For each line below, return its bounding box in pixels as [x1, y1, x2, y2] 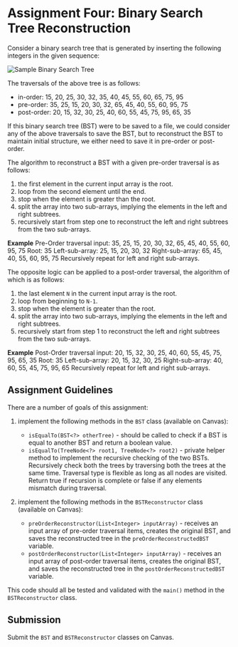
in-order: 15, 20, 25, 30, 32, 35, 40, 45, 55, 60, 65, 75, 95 [17, 93, 184, 101]
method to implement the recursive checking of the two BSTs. [28, 453, 210, 462]
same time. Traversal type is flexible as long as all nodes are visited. [28, 468, 227, 477]
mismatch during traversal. [28, 483, 107, 492]
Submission [7, 614, 62, 626]
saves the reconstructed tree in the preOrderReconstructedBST [28, 534, 210, 542]
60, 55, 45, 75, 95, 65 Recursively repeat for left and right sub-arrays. [7, 363, 211, 372]
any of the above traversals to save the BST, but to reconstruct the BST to [7, 129, 223, 138]
